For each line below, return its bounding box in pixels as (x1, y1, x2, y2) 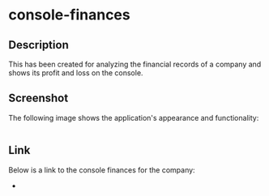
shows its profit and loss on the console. (8, 68, 143, 78)
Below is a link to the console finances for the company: (8, 164, 196, 175)
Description (8, 38, 69, 52)
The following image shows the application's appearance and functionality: (8, 113, 259, 122)
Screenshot (8, 92, 69, 105)
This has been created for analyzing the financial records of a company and (8, 59, 262, 69)
